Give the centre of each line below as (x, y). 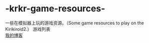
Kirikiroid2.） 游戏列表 (28, 29)
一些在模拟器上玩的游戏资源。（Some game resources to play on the (75, 23)
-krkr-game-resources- (55, 9)
